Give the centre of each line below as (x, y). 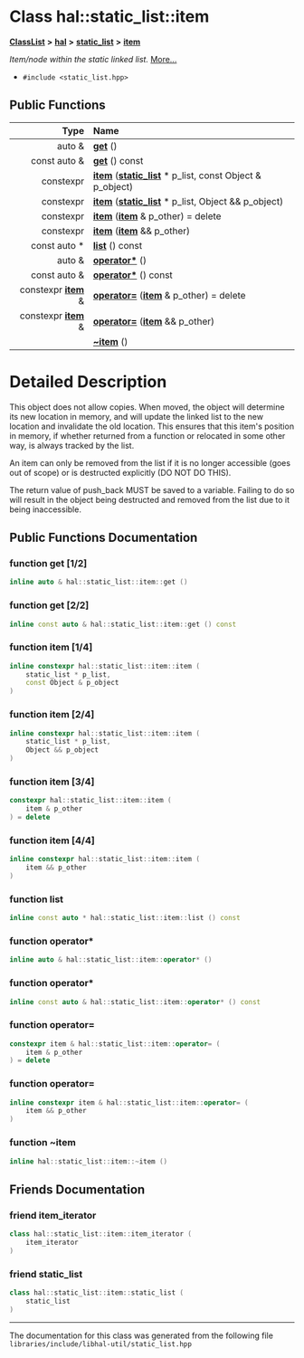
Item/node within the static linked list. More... (93, 59)
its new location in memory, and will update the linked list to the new (137, 416)
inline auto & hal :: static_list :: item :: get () (99, 582)
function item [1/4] (51, 647)
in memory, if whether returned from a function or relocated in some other (147, 435)
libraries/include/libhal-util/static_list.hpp (101, 1344)
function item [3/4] (52, 782)
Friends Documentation (77, 1189)
